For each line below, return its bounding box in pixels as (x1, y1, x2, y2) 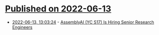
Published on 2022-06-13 (5, 3, 111, 14)
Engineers (12, 24, 33, 30)
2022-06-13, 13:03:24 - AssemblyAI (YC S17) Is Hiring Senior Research (12, 19, 155, 25)
